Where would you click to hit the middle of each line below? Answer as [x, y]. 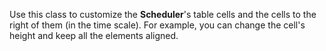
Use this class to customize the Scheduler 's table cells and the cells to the [163, 14]
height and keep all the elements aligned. [94, 35]
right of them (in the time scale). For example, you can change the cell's [157, 25]
